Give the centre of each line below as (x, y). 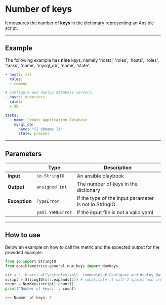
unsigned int (52, 187)
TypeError (48, 201)
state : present (34, 134)
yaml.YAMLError (54, 213)
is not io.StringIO (96, 205)
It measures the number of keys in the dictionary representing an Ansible (80, 23)
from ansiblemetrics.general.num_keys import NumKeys (62, 266)
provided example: (24, 252)
